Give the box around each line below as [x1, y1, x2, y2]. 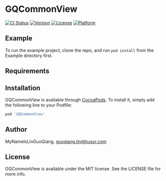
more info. [5, 171, 26, 177]
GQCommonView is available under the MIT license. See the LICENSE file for [5, 166, 161, 172]
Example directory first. [5, 52, 53, 58]
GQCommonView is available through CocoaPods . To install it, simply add [5, 96, 155, 102]
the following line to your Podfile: [5, 102, 73, 108]
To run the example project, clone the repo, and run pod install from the [5, 47, 154, 53]
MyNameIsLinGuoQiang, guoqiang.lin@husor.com [5, 138, 107, 144]
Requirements [5, 67, 49, 75]
